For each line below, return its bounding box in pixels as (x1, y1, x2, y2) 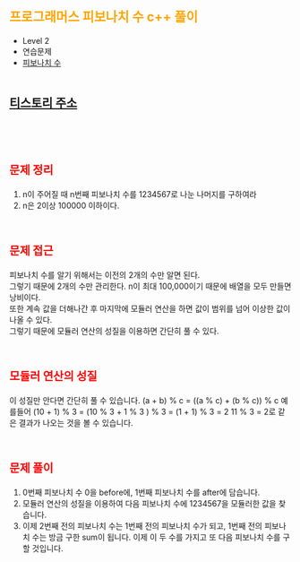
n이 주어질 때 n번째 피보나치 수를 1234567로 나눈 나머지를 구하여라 (21, 188, 257, 199)
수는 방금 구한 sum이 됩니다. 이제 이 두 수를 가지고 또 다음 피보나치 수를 (31, 532, 281, 542)
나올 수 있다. (9, 314, 53, 324)
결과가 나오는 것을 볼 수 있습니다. (18, 417, 133, 428)
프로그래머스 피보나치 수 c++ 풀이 (9, 9, 199, 25)
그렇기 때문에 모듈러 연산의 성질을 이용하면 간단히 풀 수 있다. (9, 325, 219, 336)
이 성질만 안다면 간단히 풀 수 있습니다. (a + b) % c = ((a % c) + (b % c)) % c (9, 394, 279, 405)
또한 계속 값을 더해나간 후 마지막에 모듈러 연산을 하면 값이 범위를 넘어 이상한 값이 (9, 303, 291, 314)
